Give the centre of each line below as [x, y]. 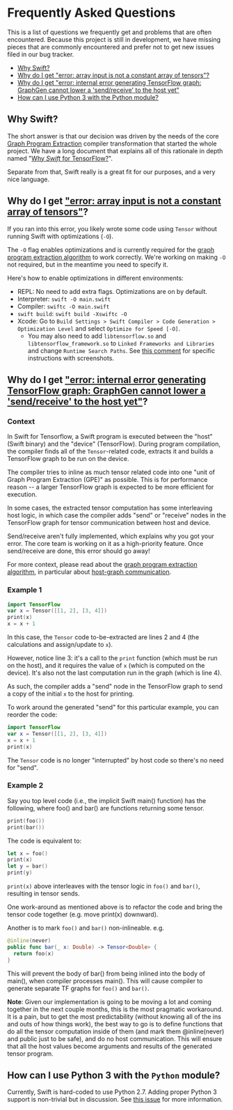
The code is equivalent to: [45, 841]
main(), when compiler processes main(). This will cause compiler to [105, 980]
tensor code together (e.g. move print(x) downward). [83, 914]
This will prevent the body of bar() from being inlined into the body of [106, 974]
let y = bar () [28, 866]
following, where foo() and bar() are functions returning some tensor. [106, 808]
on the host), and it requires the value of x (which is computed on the [106, 666]
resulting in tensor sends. [43, 893]
